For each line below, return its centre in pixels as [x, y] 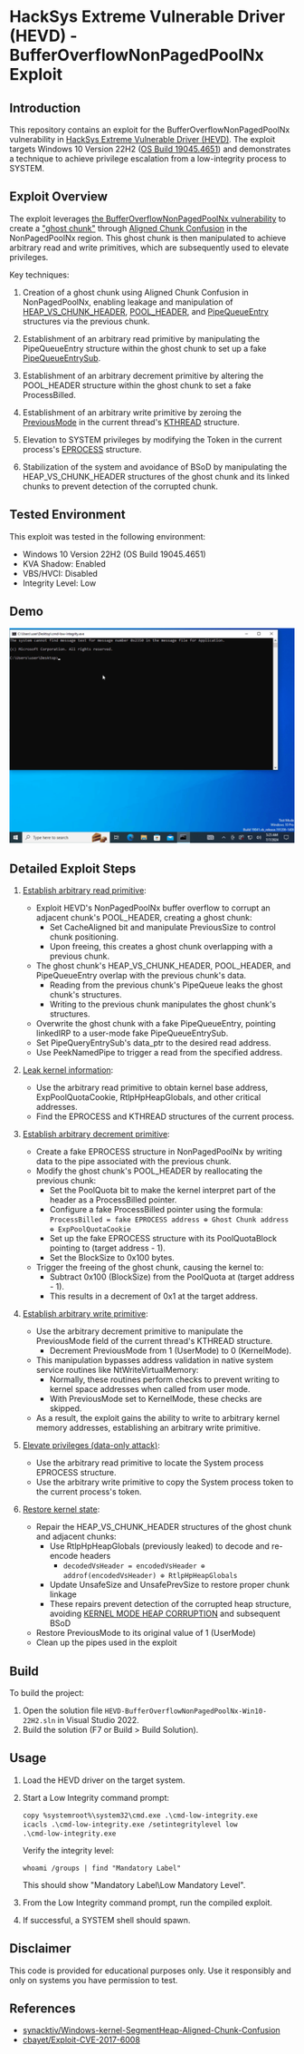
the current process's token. [89, 1492]
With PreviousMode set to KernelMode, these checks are [156, 1399]
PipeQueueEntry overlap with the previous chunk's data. [141, 976]
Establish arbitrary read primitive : [84, 891]
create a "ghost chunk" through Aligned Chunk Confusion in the [128, 228]
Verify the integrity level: [68, 1850]
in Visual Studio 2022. [99, 1720]
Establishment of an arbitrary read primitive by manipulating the [141, 338]
